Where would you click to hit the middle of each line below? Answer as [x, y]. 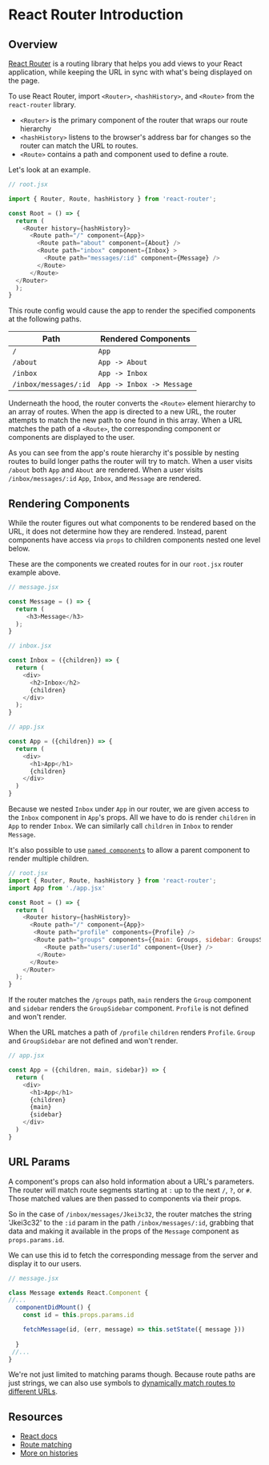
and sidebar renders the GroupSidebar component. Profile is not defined [128, 1008]
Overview [33, 44]
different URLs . [33, 1391]
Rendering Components [69, 504]
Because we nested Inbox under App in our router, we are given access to [129, 809]
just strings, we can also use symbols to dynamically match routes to [122, 1383]
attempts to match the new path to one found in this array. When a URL [125, 420]
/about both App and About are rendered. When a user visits [106, 470]
